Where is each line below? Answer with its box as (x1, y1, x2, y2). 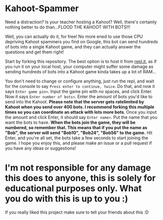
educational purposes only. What (5, 183, 142, 194)
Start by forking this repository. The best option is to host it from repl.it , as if (5, 58, 157, 64)
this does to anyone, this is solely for (5, 173, 156, 184)
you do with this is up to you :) (5, 193, 129, 204)
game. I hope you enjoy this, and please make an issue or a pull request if (5, 140, 152, 146)
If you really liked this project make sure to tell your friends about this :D (5, 209, 149, 215)
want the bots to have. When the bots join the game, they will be (5, 119, 136, 125)
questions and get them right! (5, 49, 64, 55)
